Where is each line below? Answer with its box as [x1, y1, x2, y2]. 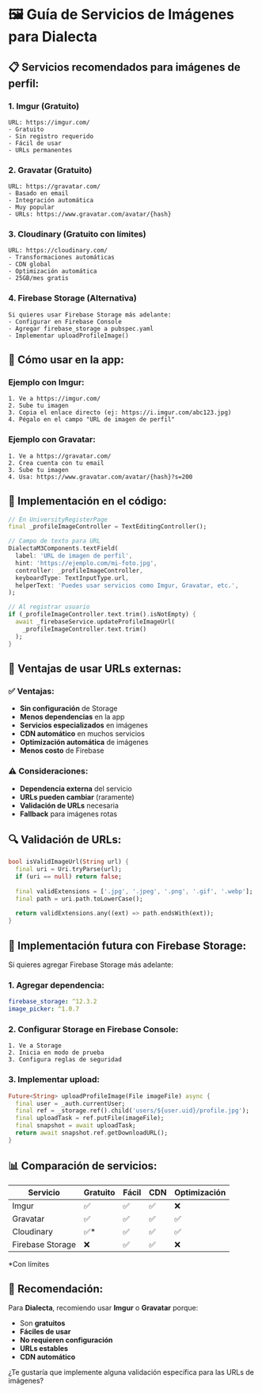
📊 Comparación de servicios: [8, 1159, 158, 1173]
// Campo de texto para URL [8, 537, 101, 545]
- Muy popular [8, 203, 55, 212]
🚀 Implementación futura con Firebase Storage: [8, 938, 247, 952]
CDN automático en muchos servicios [19, 729, 145, 739]
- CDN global [8, 260, 51, 269]
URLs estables [19, 1344, 69, 1353]
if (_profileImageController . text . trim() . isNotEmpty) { [8, 611, 196, 619]
